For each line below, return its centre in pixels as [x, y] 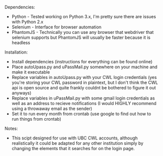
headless [21, 43]
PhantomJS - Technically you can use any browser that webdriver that [82, 32]
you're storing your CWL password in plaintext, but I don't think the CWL [85, 82]
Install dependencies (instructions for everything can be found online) [82, 62]
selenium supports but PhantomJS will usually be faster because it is [81, 37]
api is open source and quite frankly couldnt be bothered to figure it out [84, 88]
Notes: [11, 129]
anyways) [22, 93]
